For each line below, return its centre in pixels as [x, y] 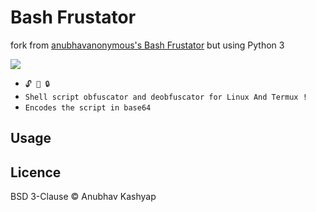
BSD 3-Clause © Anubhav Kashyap [83, 197]
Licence [36, 172]
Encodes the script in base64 [88, 107]
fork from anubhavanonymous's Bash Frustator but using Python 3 [147, 45]
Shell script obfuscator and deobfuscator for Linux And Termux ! [166, 97]
